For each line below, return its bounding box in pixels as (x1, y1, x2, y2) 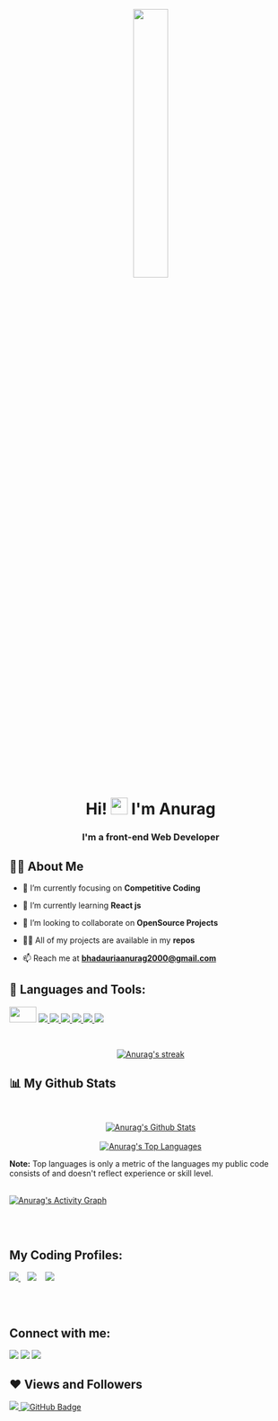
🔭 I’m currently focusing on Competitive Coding (22, 882, 201, 893)
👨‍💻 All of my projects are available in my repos (22, 935, 195, 946)
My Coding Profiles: (9, 1248, 123, 1263)
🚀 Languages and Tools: (9, 982, 146, 998)
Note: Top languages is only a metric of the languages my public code (9, 1158, 269, 1168)
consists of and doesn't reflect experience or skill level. (9, 1168, 213, 1178)
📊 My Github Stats (9, 1076, 117, 1091)
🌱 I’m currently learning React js (22, 900, 142, 910)
